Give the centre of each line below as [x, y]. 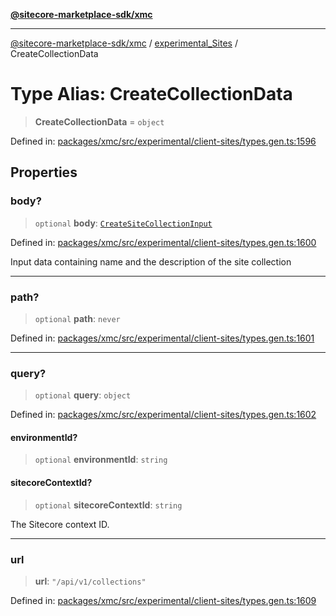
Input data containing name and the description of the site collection [151, 261]
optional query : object [83, 395]
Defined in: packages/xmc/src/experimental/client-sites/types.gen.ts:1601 [162, 338]
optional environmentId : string [101, 460]
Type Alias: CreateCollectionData [151, 94]
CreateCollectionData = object [99, 121]
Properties [44, 172]
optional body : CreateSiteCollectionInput [123, 223]
